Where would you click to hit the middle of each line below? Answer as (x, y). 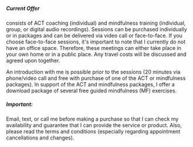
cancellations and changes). (40, 138)
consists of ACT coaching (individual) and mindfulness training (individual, (96, 23)
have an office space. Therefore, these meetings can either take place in (94, 48)
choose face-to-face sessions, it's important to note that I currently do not (96, 42)
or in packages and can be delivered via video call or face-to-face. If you (94, 35)
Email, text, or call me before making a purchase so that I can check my (92, 119)
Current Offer (23, 8)
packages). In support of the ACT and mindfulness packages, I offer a (90, 84)
